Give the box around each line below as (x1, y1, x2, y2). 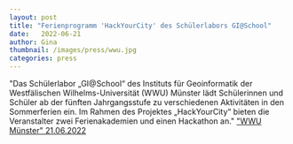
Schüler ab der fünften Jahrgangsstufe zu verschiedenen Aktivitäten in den (9, 97, 284, 107)
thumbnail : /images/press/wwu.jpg (9, 46, 138, 55)
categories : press (9, 54, 77, 63)
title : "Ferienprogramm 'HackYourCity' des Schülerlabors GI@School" (9, 21, 273, 30)
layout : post (9, 12, 58, 22)
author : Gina (9, 37, 58, 47)
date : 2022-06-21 (9, 29, 82, 38)
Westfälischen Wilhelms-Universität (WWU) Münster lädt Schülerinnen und (9, 87, 284, 98)
